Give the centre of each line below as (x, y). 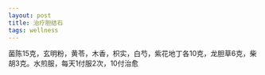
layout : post (30, 15)
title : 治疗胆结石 (36, 23)
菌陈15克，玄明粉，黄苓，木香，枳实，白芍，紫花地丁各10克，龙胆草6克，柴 (132, 54)
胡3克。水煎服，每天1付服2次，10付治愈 (74, 63)
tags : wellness (33, 30)
